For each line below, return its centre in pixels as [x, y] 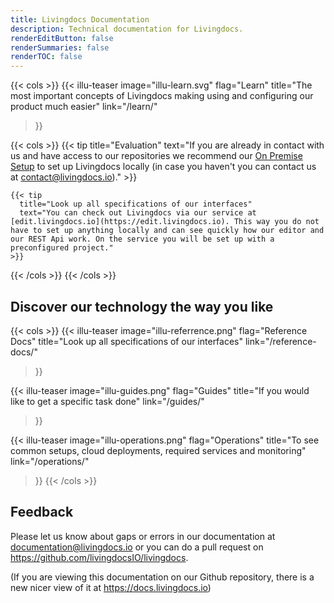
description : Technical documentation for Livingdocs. [127, 29]
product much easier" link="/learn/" [84, 107]
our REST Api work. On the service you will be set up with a [142, 239]
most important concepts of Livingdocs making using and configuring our [162, 96]
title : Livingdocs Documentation [80, 19]
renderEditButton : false [62, 38]
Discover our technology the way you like [142, 306]
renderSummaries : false [60, 47]
